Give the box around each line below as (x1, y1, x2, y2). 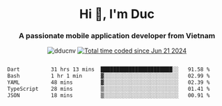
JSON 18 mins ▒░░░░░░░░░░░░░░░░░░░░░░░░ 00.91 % (7, 91, 210, 99)
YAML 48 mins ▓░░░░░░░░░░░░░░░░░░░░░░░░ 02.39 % (7, 79, 210, 86)
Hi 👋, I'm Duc (79, 6, 155, 22)
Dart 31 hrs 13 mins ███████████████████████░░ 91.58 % (7, 66, 210, 73)
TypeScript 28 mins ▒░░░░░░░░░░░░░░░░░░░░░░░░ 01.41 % (7, 86, 210, 93)
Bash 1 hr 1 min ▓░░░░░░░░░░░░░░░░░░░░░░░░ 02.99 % (7, 73, 210, 80)
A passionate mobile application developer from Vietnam (18, 31, 216, 41)
